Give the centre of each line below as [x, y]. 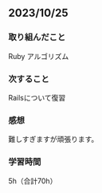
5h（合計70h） [33, 181]
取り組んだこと [37, 37]
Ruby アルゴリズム [39, 56]
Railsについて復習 [37, 97]
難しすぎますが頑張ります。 [53, 140]
